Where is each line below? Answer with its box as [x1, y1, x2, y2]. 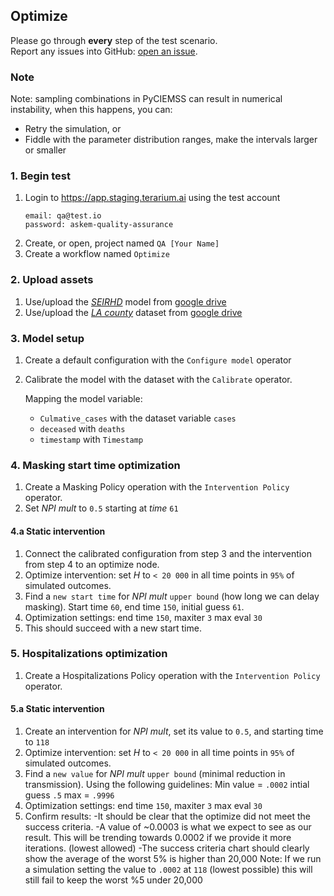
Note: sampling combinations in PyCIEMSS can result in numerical [10, 93, 283, 105]
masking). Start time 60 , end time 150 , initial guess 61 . [24, 600, 245, 613]
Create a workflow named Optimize [24, 248, 170, 260]
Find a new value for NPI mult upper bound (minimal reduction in [24, 768, 286, 779]
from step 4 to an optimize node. [24, 558, 160, 570]
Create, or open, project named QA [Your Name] [24, 237, 220, 249]
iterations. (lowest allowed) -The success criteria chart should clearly [24, 842, 310, 854]
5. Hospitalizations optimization [10, 647, 168, 661]
